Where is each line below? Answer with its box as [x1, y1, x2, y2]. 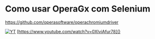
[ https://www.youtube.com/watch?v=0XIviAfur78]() [17, 28, 121, 34]
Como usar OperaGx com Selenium [5, 3, 151, 14]
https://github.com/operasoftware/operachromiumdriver [5, 19, 119, 25]
